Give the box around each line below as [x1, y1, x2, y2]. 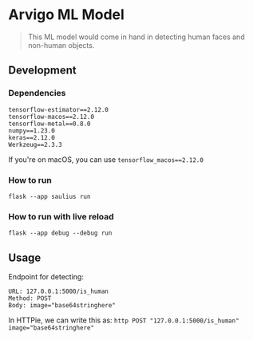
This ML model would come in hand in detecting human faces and [27, 32, 245, 42]
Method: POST [8, 295, 52, 302]
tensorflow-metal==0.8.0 [8, 120, 91, 128]
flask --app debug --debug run [8, 229, 113, 237]
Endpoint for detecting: [8, 272, 84, 282]
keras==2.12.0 [8, 133, 56, 141]
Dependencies [8, 88, 66, 99]
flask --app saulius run [8, 192, 91, 200]
